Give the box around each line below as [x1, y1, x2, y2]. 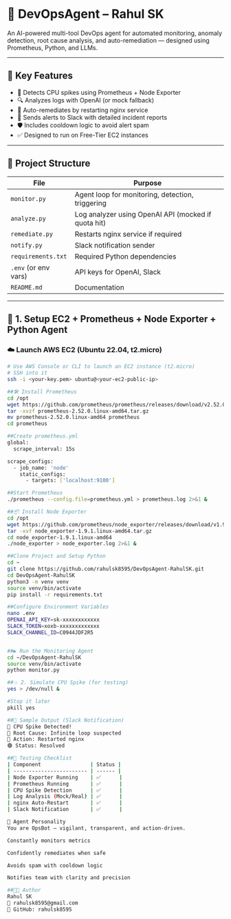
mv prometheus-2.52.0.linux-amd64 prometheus [7, 414, 140, 421]
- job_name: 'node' [13, 464, 69, 471]
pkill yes [7, 704, 36, 711]
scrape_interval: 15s [13, 445, 76, 453]
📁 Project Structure [7, 158, 91, 169]
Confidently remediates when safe [7, 850, 107, 856]
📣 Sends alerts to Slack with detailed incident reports [16, 113, 167, 121]
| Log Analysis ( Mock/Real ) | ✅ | [7, 793, 122, 800]
